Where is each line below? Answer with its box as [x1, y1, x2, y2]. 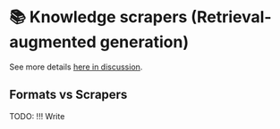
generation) [99, 32, 190, 52]
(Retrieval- [191, 7, 272, 28]
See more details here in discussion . [9, 61, 143, 72]
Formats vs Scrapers [9, 87, 128, 102]
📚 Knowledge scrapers [9, 7, 188, 28]
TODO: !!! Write [9, 110, 65, 121]
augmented [9, 32, 97, 52]
